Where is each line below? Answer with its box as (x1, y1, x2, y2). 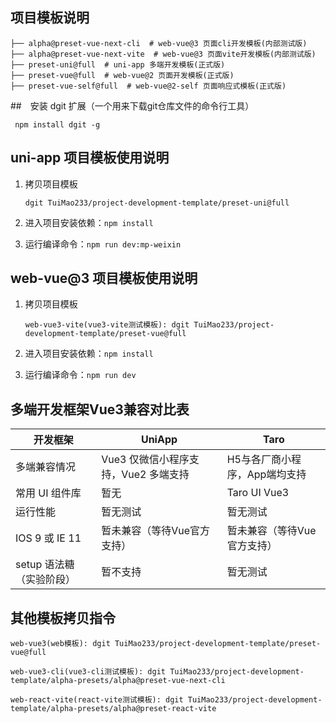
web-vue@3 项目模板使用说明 (10, 270, 198, 287)
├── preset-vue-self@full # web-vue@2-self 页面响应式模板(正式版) (10, 81, 287, 91)
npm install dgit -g (14, 119, 101, 130)
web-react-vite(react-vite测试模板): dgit (10, 695, 184, 705)
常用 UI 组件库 (15, 486, 82, 500)
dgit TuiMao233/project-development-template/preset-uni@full (24, 198, 290, 208)
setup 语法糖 (15, 558, 75, 572)
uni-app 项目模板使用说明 (10, 149, 170, 167)
